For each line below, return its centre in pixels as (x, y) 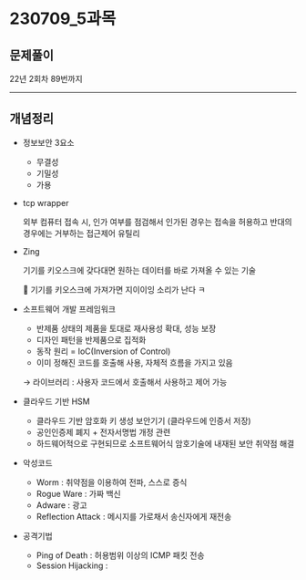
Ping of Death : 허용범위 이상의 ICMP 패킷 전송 (120, 555)
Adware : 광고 (62, 505)
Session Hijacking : (72, 565)
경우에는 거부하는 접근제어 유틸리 (81, 233)
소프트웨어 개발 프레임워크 (69, 309)
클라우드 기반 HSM (56, 401)
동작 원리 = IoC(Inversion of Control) (103, 351)
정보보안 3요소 (48, 142)
